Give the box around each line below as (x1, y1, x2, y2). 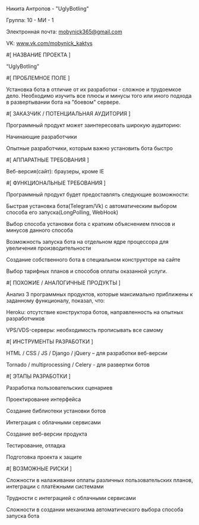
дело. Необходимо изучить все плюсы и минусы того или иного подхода (6, 92, 192, 99)
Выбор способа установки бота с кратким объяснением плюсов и (6, 220, 175, 227)
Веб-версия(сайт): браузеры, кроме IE (6, 168, 105, 175)
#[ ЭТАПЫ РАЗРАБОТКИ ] (6, 372, 71, 380)
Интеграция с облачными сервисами (6, 419, 101, 425)
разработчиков (6, 315, 45, 322)
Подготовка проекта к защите (6, 453, 82, 461)
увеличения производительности (6, 244, 91, 251)
